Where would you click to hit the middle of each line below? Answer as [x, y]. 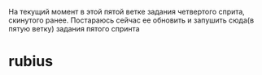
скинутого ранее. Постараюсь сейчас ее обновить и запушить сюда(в [131, 20]
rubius [31, 62]
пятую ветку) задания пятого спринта [74, 29]
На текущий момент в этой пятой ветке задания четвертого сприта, [127, 12]
